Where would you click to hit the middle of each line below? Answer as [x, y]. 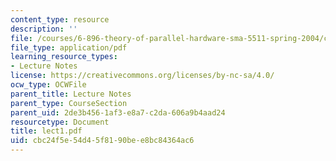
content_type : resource [60, 19]
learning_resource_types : [64, 57]
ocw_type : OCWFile [48, 85]
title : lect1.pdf [46, 131]
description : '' [44, 29]
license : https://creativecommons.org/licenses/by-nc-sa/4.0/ [142, 76]
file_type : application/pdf [69, 47]
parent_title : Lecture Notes [71, 94]
